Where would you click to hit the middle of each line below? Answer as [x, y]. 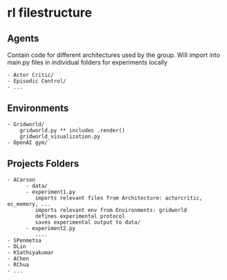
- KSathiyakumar [30, 252]
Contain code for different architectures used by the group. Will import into [113, 55]
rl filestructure [49, 13]
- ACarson [21, 180]
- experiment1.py [51, 192]
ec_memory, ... [29, 204]
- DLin [17, 246]
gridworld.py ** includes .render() [73, 130]
